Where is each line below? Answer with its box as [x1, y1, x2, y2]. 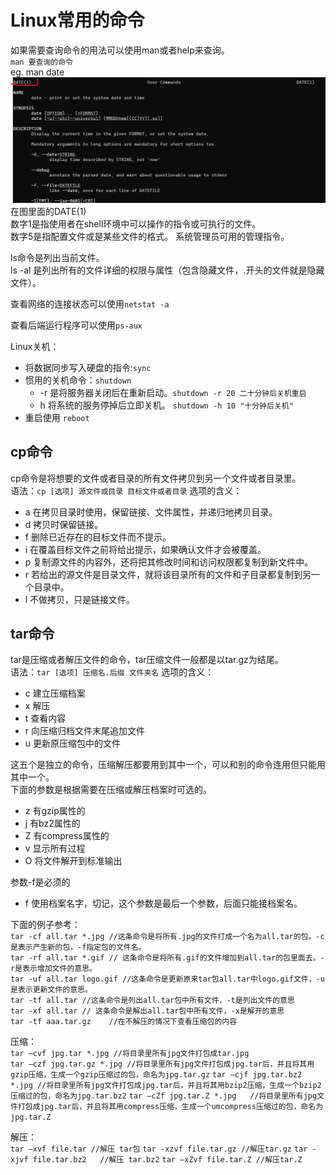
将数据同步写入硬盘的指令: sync [24, 361, 152, 373]
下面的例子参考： [10, 919, 81, 931]
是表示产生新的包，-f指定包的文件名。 [10, 942, 147, 953]
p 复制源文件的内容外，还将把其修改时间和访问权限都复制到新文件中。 [24, 556, 314, 568]
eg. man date [10, 66, 65, 78]
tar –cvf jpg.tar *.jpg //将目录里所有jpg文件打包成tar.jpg [10, 1049, 250, 1059]
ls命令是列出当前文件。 [10, 251, 105, 263]
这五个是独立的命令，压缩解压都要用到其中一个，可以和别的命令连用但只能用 [10, 759, 326, 771]
